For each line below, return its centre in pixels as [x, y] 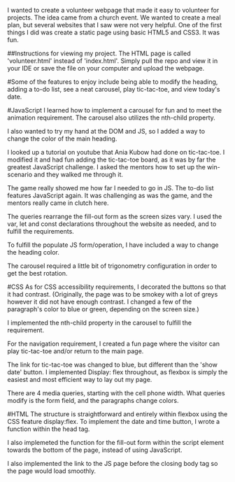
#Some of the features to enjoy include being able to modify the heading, [113, 82]
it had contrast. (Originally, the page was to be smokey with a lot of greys [113, 294]
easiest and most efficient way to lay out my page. [80, 380]
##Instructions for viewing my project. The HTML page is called [99, 53]
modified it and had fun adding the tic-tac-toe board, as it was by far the [112, 160]
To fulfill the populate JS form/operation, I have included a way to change [113, 245]
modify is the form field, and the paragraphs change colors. [93, 401]
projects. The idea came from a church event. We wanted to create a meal [114, 17]
